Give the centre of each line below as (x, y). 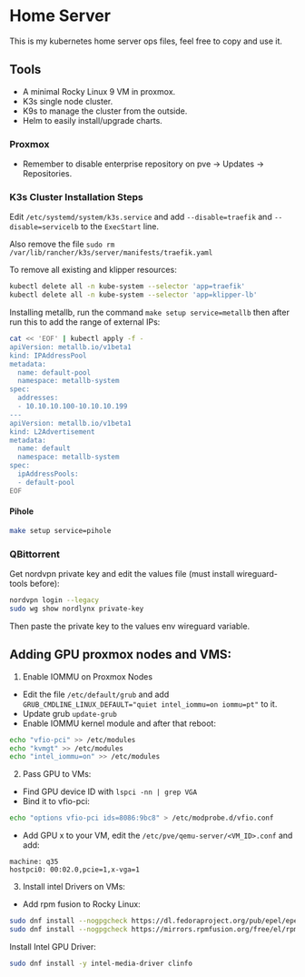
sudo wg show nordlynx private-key (77, 609)
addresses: (38, 398)
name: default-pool (54, 373)
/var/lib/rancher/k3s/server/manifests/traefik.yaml (111, 253)
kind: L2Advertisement (52, 432)
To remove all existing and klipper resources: (93, 270)
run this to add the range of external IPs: (85, 322)
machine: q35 (34, 862)
